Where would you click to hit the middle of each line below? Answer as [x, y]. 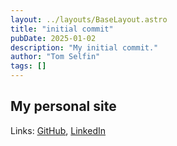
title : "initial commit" [62, 29]
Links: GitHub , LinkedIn [58, 130]
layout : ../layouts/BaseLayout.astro [89, 19]
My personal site [63, 106]
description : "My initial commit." [84, 47]
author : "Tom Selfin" [55, 57]
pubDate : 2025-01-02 [53, 38]
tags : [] [28, 66]
